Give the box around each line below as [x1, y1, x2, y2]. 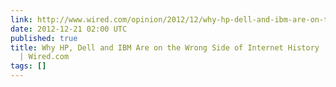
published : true [10, 33, 78, 43]
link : [10, 14, 33, 25]
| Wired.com [19, 52, 70, 62]
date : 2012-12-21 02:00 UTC [10, 24, 128, 34]
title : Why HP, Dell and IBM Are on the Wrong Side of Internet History [10, 42, 320, 53]
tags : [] [10, 61, 47, 71]
